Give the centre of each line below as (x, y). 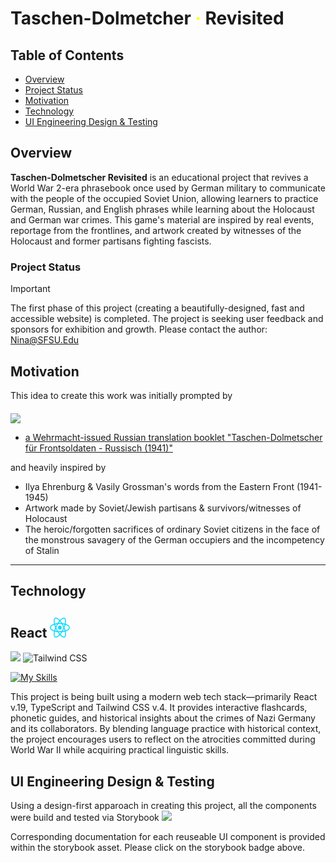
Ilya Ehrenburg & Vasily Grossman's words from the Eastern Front (159, 486)
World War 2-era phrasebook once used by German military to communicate (168, 188)
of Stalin (42, 550)
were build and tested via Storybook (85, 817)
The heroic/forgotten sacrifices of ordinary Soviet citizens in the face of (172, 529)
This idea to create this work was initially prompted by (121, 395)
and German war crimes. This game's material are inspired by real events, (162, 219)
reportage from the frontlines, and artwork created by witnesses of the (156, 230)
